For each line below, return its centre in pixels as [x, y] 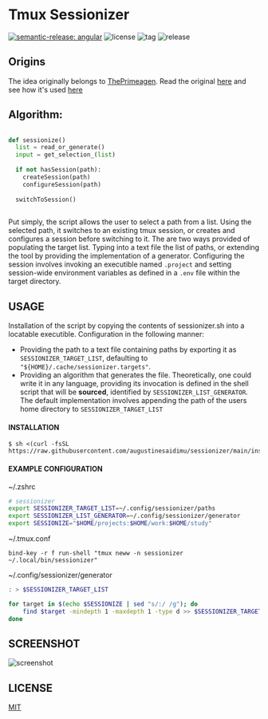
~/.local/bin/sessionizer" [53, 560]
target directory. [35, 282]
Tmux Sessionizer [69, 15]
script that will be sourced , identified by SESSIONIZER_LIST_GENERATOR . [134, 392]
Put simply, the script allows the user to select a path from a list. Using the [130, 222]
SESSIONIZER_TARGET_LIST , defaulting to [84, 358]
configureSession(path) [62, 184]
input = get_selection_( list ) [65, 155]
